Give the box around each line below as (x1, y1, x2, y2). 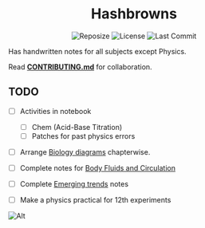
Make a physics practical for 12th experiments (19, 195, 171, 205)
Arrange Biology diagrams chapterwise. (19, 147, 151, 156)
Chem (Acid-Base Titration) (31, 122, 123, 132)
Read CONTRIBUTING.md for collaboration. (8, 61, 153, 72)
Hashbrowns (90, 5, 178, 23)
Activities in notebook (19, 106, 92, 116)
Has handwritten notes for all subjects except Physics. (8, 46, 187, 56)
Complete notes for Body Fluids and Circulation (19, 163, 175, 172)
